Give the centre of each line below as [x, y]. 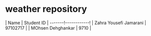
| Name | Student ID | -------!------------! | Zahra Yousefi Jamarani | [76, 23]
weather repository [46, 9]
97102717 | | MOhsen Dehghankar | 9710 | [48, 28]
